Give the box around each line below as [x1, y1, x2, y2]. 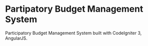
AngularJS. [5, 35, 28, 41]
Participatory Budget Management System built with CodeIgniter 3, [5, 30, 142, 36]
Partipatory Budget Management [5, 3, 144, 15]
